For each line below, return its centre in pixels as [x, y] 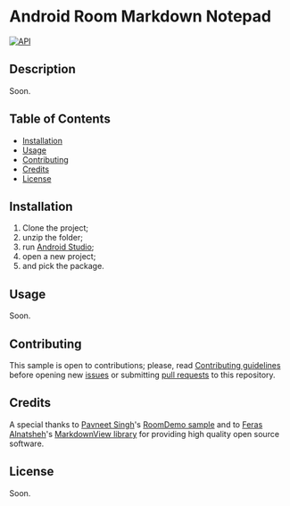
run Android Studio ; [58, 247]
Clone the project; [55, 228]
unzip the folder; [52, 238]
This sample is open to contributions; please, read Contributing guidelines [145, 365]
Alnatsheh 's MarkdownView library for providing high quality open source [144, 434]
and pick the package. [63, 266]
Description [42, 69]
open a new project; [59, 257]
